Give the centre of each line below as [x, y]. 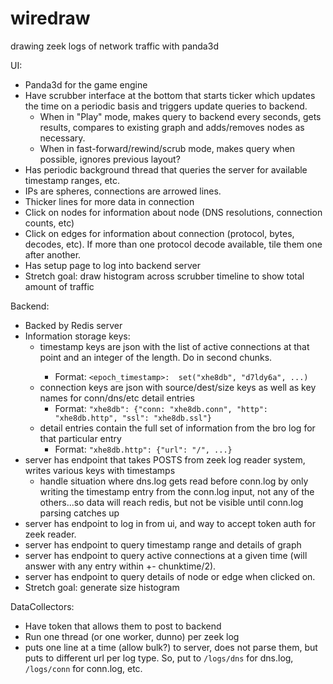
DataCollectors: [42, 606]
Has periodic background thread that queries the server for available [166, 169]
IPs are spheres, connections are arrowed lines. [123, 191]
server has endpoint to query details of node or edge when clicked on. [170, 576]
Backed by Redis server [73, 325]
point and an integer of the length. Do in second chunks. [156, 357]
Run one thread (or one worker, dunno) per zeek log [132, 636]
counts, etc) [49, 223]
